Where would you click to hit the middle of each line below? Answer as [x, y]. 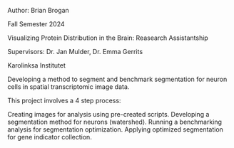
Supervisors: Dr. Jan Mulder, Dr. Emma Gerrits [75, 52]
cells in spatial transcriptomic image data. [68, 87]
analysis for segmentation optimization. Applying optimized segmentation [115, 129]
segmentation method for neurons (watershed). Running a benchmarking [115, 122]
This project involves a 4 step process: [64, 100]
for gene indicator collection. [50, 137]
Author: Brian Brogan [38, 10]
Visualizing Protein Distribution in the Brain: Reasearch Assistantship [108, 38]
